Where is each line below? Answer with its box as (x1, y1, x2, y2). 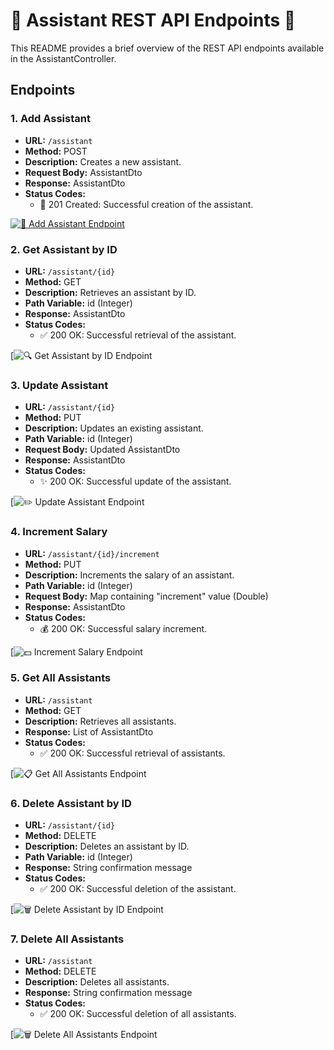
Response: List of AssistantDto (24, 725, 154, 738)
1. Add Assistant (10, 112, 91, 126)
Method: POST (24, 145, 88, 157)
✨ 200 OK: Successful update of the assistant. (39, 475, 232, 488)
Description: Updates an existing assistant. (24, 422, 204, 434)
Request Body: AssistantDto (24, 166, 143, 178)
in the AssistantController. (10, 52, 117, 64)
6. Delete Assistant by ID (10, 796, 132, 810)
